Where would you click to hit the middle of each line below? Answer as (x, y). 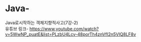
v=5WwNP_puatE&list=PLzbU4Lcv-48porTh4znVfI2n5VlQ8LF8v (70, 34)
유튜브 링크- (17, 29)
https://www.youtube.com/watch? (64, 29)
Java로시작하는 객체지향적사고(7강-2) (42, 22)
